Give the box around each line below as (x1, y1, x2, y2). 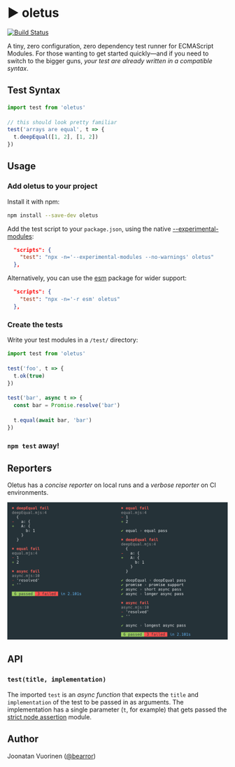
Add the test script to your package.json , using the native (7, 225, 171, 233)
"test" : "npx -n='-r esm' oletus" (20, 296, 120, 303)
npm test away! (7, 441, 59, 451)
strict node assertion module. (7, 712, 92, 721)
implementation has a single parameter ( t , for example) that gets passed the (7, 705, 227, 714)
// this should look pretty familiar (7, 119, 117, 126)
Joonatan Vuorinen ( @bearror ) (7, 752, 97, 760)
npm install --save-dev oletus (7, 212, 99, 219)
